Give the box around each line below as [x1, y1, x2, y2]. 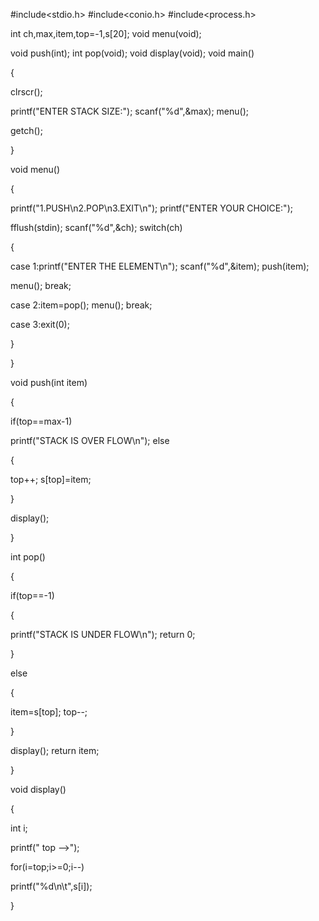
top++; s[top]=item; [10, 474, 92, 485]
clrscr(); [10, 86, 43, 98]
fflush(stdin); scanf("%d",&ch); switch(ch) [10, 222, 183, 233]
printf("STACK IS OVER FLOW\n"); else [10, 435, 170, 446]
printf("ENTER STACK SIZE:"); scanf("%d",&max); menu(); [10, 105, 250, 117]
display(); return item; [10, 745, 100, 756]
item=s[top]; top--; [10, 706, 88, 718]
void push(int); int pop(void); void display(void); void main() [10, 47, 255, 59]
